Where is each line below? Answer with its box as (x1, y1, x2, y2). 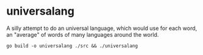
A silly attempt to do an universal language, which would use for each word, (6, 24, 197, 32)
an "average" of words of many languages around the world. (6, 31, 159, 38)
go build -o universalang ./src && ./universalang (6, 43, 138, 49)
